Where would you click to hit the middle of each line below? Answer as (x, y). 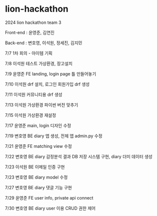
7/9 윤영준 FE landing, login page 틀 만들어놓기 (51, 73)
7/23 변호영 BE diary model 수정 (36, 177)
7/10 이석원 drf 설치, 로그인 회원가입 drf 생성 (47, 84)
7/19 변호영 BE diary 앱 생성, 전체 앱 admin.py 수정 (54, 136)
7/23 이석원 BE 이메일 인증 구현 (35, 167)
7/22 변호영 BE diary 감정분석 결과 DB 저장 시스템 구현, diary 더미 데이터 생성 (79, 156)
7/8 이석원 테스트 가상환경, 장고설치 (39, 63)
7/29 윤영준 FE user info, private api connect (49, 198)
